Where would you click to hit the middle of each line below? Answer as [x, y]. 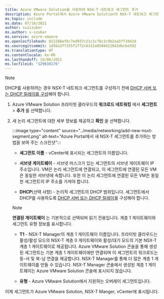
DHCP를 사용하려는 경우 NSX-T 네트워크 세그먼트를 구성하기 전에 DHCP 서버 [78, 88]
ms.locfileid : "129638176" [32, 64]
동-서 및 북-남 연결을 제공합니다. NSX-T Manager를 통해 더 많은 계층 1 [86, 259]
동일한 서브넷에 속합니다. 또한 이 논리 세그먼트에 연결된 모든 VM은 [87, 176]
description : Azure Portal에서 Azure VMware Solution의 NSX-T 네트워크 [76, 14]
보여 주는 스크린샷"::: [41, 142]
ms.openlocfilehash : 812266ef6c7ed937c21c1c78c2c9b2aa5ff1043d [71, 41]
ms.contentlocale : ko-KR [30, 55]
